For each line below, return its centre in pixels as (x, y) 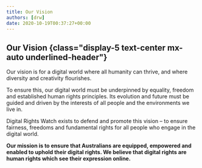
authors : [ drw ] (26, 18)
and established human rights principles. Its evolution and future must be (98, 96)
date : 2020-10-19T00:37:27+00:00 (49, 23)
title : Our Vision (30, 12)
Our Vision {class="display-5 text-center (86, 48)
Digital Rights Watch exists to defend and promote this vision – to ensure (97, 121)
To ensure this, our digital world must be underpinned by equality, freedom (100, 90)
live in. (15, 109)
